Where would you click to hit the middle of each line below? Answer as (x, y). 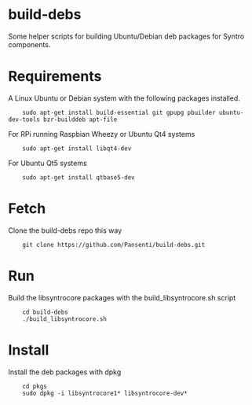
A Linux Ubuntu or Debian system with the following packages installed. (124, 98)
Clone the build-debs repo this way (65, 230)
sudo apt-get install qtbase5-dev (79, 177)
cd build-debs (45, 312)
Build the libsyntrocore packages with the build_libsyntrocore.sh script (122, 297)
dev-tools (24, 120)
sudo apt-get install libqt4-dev (77, 148)
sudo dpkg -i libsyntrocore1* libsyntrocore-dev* (105, 393)
